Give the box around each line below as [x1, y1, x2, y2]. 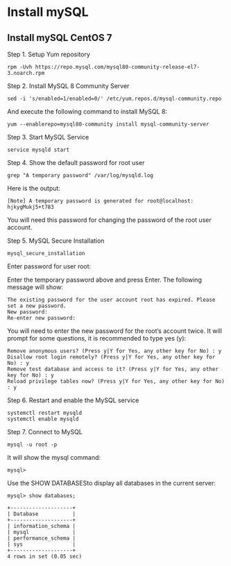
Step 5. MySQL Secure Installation [7, 237, 105, 245]
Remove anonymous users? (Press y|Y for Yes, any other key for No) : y [7, 348, 222, 354]
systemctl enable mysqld [7, 415, 79, 422]
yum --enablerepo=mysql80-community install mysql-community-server [7, 121, 209, 128]
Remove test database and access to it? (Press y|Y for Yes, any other [7, 366, 219, 372]
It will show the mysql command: [7, 454, 101, 461]
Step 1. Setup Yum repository [7, 50, 90, 58]
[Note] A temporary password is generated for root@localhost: [7, 198, 194, 205]
